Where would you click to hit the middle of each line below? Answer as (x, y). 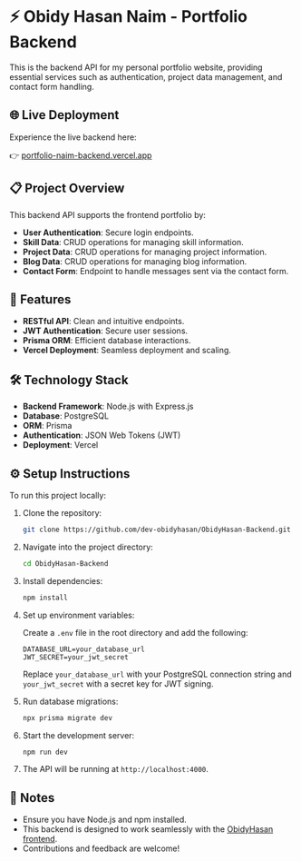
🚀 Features (40, 299)
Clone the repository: (62, 513)
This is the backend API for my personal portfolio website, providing (136, 67)
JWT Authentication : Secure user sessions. (105, 331)
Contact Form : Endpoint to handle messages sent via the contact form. (155, 271)
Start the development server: (78, 735)
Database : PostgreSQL (66, 416)
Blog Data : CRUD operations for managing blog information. (135, 261)
